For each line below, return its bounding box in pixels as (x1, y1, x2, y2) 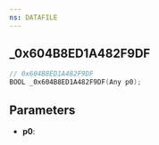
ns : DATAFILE (9, 12, 58, 22)
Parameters (9, 102, 76, 117)
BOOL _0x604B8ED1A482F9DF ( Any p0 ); (9, 77, 142, 87)
